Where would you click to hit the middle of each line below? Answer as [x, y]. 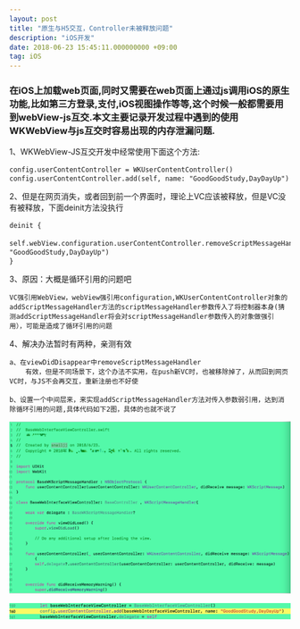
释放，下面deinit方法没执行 [74, 208]
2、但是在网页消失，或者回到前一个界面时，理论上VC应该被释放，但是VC [144, 197]
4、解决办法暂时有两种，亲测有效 [71, 344]
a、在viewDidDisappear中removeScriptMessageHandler [105, 363]
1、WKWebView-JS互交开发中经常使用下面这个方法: [105, 152]
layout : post [33, 19]
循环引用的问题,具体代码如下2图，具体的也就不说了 [96, 410]
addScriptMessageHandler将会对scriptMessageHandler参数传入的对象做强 [142, 317]
